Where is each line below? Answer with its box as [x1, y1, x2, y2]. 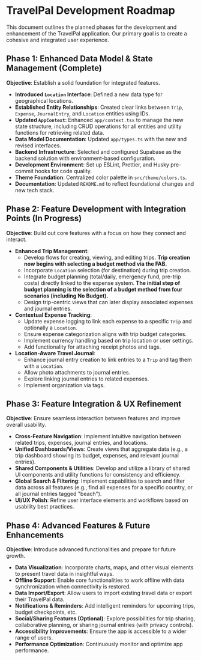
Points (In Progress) [6, 213, 82, 224]
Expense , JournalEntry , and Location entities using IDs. [14, 109, 150, 117]
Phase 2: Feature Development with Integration [6, 204, 186, 214]
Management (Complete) [6, 63, 102, 73]
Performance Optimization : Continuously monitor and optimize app [14, 641, 183, 648]
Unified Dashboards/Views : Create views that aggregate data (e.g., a [14, 445, 188, 453]
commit [14, 167, 34, 174]
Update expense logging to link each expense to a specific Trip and [23, 317, 192, 325]
